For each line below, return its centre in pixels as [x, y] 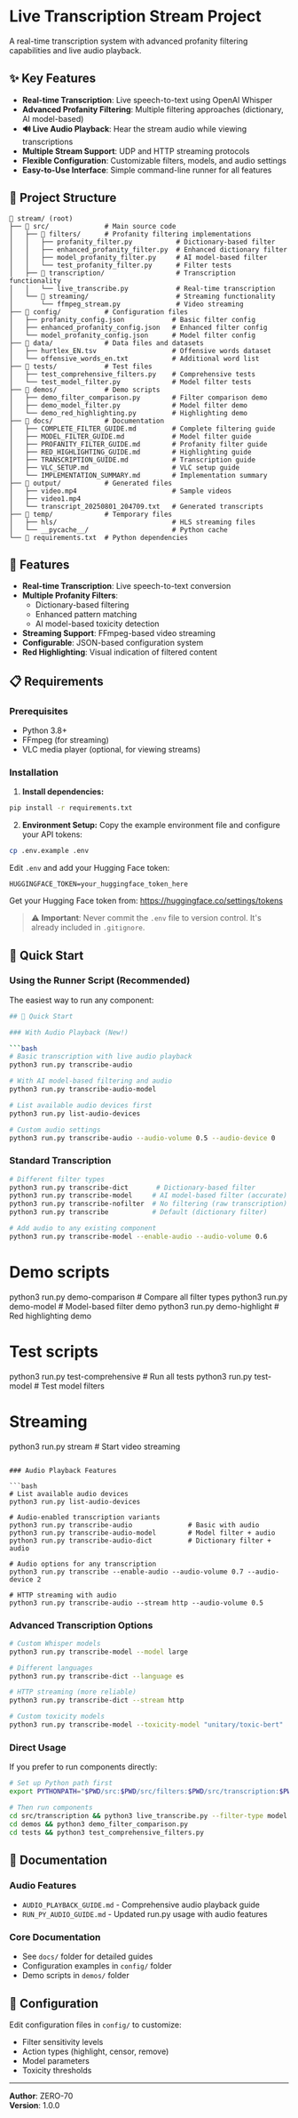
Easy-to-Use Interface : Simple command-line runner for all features [147, 170]
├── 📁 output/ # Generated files [91, 483]
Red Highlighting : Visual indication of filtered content [119, 652]
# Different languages [51, 1668]
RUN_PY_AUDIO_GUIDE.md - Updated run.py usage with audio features [145, 1914]
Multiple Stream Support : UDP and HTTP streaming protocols [136, 151]
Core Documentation [55, 1937]
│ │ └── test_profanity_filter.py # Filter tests [121, 265]
